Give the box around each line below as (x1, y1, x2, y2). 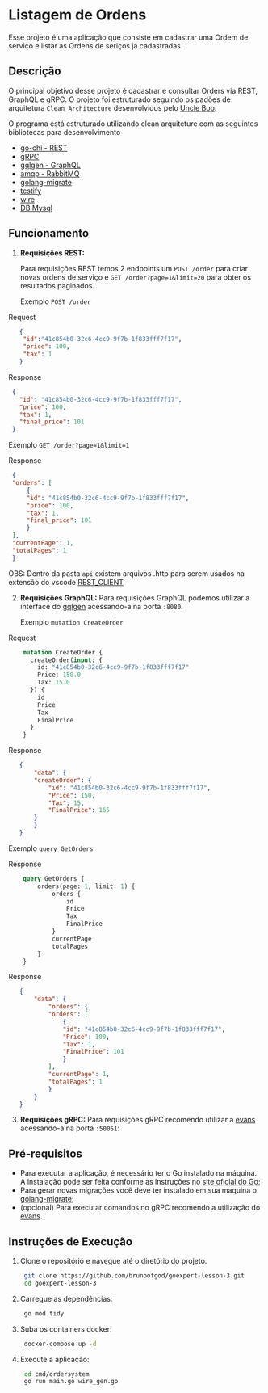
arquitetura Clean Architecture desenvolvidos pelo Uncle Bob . (8, 103, 217, 112)
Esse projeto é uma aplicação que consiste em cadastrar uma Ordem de (8, 32, 249, 42)
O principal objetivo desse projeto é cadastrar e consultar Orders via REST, (8, 86, 258, 95)
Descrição (8, 65, 61, 78)
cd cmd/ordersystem (23, 1370, 90, 1378)
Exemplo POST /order (19, 297, 91, 306)
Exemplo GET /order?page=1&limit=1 (8, 440, 130, 450)
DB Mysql (19, 203, 52, 213)
